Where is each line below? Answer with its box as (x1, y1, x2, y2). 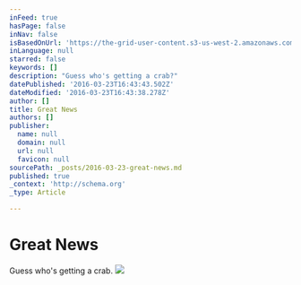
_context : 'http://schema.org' (9, 180, 126, 189)
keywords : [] (9, 64, 58, 73)
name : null (17, 130, 58, 139)
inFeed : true (9, 13, 58, 22)
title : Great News (9, 105, 78, 114)
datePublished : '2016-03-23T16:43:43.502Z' (9, 80, 175, 89)
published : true (9, 171, 70, 180)
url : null (17, 146, 54, 155)
